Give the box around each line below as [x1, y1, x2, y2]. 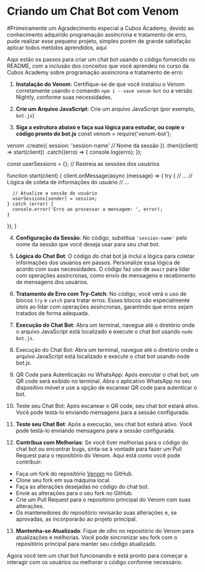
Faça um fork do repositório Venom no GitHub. [15, 470, 134, 477]
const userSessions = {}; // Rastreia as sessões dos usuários [7, 160, 160, 167]
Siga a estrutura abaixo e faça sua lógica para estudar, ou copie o [15, 123, 185, 130]
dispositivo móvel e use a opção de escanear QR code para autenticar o [15, 384, 198, 391]
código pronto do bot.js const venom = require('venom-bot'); [15, 130, 171, 137]
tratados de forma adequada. [15, 309, 90, 316]
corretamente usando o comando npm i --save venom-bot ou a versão [15, 87, 193, 94]
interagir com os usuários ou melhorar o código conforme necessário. [7, 558, 183, 565]
